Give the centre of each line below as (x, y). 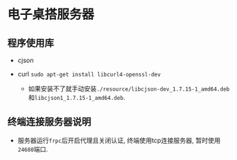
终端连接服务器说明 (49, 122)
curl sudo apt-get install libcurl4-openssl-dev (89, 74)
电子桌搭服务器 (51, 15)
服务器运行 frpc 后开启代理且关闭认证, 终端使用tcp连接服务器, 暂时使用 (119, 140)
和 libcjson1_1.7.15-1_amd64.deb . (77, 97)
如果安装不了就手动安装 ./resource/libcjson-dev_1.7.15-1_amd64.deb (129, 88)
